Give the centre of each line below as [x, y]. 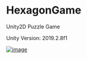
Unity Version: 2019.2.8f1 [37, 38]
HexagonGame [44, 10]
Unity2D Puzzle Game [33, 27]
